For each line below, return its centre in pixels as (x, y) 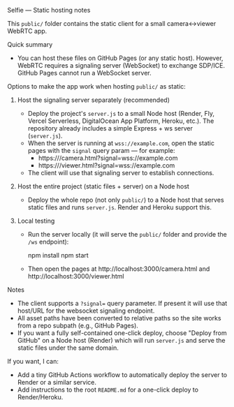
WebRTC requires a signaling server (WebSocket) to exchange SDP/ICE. (121, 65)
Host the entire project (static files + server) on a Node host (103, 186)
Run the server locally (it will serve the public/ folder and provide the (127, 234)
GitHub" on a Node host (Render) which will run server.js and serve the (121, 340)
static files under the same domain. (68, 348)
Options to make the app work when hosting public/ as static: (97, 86)
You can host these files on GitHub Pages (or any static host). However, (120, 58)
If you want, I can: (33, 361)
